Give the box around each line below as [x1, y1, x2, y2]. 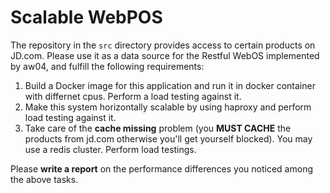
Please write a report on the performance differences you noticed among [10, 162, 314, 175]
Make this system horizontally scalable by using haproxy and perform [24, 101, 312, 113]
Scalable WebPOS [10, 6, 163, 29]
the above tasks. [10, 173, 79, 185]
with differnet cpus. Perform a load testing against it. [24, 90, 242, 102]
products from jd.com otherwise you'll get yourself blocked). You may [24, 132, 313, 145]
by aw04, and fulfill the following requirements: [10, 60, 205, 72]
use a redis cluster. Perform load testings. [24, 143, 197, 155]
